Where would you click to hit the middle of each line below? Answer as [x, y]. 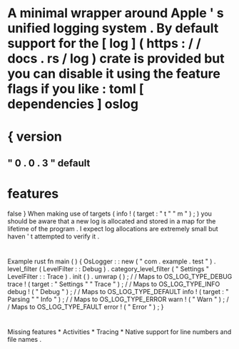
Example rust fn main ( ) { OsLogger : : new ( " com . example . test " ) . [112, 261]
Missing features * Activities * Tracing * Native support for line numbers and [119, 332]
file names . [24, 340]
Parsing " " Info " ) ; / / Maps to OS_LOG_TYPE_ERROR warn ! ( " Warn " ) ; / [118, 299]
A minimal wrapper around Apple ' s [116, 13]
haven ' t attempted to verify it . [54, 236]
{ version [35, 137]
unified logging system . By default [113, 28]
